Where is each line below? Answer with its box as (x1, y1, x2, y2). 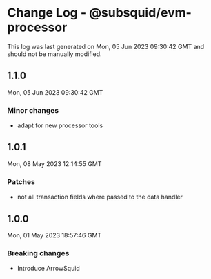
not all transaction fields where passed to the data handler (17, 192, 183, 201)
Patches (7, 177, 36, 186)
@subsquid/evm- (88, 5, 192, 21)
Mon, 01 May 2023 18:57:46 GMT (7, 231, 102, 240)
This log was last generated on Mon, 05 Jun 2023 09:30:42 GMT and (7, 42, 205, 51)
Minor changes (7, 105, 59, 115)
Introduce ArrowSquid (17, 264, 81, 273)
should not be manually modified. (7, 50, 102, 58)
